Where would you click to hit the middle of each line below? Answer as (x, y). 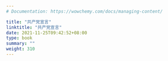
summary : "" (20, 44)
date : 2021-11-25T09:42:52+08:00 (47, 33)
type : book (19, 38)
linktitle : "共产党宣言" (34, 27)
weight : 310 (20, 49)
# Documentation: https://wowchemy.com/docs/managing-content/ (85, 11)
